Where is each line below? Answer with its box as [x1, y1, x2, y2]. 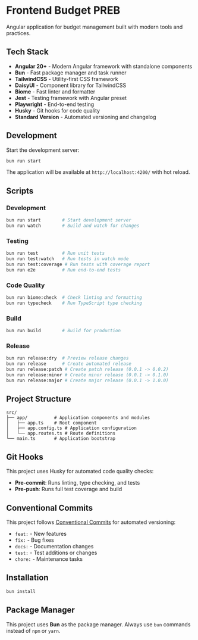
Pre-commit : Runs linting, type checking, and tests [14, 479, 140, 486]
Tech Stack [6, 47, 49, 57]
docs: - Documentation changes [14, 543, 94, 550]
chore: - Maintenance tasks [14, 555, 83, 563]
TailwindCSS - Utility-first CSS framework [14, 75, 118, 82]
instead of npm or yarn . [6, 627, 61, 634]
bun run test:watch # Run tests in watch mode [6, 256, 129, 262]
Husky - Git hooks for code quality [14, 107, 100, 114]
